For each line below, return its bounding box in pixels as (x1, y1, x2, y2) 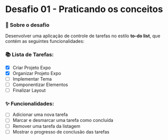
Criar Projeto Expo (12, 64, 51, 71)
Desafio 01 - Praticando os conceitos (5, 4, 163, 15)
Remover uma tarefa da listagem (12, 123, 80, 129)
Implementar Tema (12, 76, 52, 82)
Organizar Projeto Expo (12, 70, 62, 76)
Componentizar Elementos (12, 82, 68, 88)
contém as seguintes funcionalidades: (5, 38, 85, 44)
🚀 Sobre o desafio (5, 22, 50, 29)
